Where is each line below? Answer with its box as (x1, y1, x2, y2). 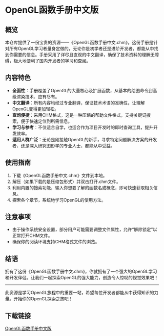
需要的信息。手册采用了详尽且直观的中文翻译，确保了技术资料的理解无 (13, 52, 155, 57)
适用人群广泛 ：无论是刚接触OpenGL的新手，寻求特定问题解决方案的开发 (12, 136, 157, 142)
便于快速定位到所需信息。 (20, 118, 72, 124)
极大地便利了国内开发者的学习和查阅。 (13, 58, 91, 64)
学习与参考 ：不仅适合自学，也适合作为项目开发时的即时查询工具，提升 (12, 124, 154, 130)
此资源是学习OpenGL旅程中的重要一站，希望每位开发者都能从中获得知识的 (5, 290, 155, 296)
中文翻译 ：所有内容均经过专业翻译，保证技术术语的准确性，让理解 (12, 100, 145, 105)
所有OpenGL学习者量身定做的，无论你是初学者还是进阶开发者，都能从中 (9, 46, 155, 52)
